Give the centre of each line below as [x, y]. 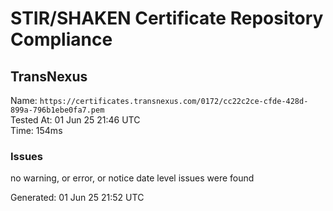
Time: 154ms [36, 130]
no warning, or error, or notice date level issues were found [132, 178]
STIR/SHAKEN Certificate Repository [167, 18]
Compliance [61, 39]
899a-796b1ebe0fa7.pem [57, 110]
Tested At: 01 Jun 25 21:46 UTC [75, 120]
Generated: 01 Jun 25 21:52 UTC [77, 198]
